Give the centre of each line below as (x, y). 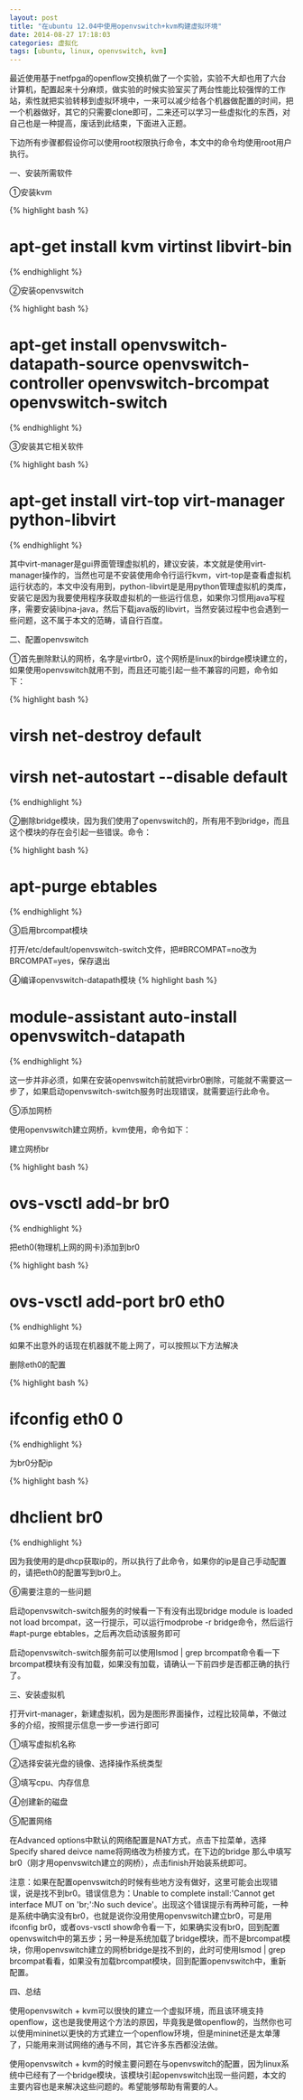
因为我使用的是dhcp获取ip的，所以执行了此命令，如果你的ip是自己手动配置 (148, 1561)
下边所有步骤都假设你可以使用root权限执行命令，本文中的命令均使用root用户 (151, 143)
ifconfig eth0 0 (66, 1419)
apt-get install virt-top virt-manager (147, 501)
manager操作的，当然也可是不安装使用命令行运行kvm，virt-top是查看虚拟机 (150, 575)
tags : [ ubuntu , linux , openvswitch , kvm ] (88, 52)
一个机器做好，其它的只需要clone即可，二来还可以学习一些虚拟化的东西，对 (150, 112)
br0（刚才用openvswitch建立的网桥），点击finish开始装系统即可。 (131, 1862)
